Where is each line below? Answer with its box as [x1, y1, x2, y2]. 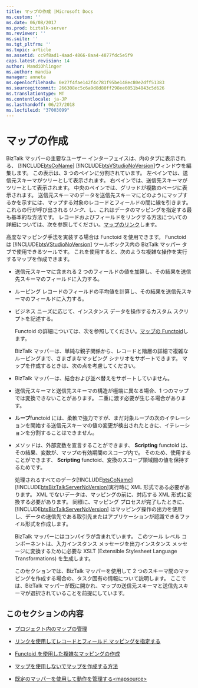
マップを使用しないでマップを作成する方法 [14, 663, 118, 670]
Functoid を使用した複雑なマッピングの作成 [14, 650, 120, 657]
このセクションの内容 [6, 609, 84, 619]
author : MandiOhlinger [6, 63, 62, 69]
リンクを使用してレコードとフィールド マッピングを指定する [14, 638, 161, 645]
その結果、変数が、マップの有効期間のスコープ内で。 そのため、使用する [14, 449, 192, 456]
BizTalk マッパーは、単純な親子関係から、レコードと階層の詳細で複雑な [14, 348, 189, 355]
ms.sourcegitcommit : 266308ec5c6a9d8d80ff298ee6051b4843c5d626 [6, 85, 165, 91]
